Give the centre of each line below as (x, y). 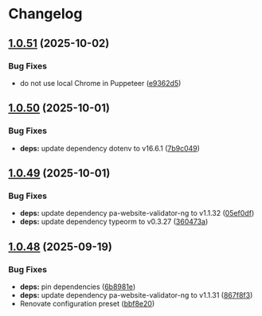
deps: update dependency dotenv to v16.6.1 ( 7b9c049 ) (110, 148)
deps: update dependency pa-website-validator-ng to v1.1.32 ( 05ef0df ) (137, 213)
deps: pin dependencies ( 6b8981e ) (78, 287)
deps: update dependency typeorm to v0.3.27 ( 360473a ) (114, 222)
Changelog (45, 14)
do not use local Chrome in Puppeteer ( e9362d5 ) (100, 83)
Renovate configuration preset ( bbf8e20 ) (87, 303)
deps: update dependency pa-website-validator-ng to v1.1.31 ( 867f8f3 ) (136, 295)
